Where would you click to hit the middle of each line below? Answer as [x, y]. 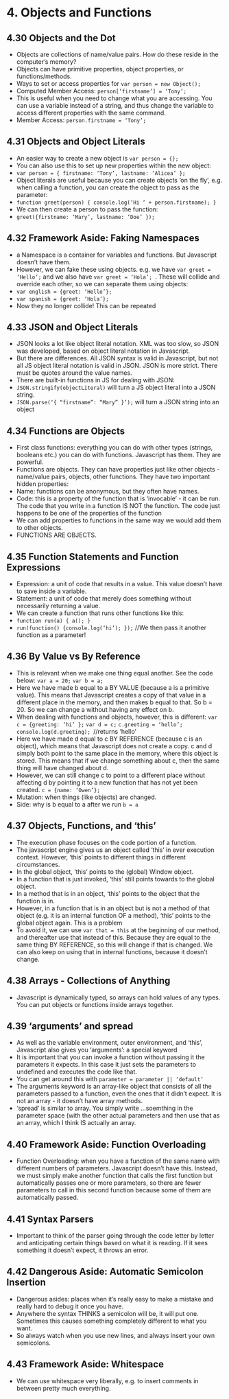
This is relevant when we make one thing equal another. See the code [114, 673]
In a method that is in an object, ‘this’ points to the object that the [108, 893]
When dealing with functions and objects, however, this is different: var [117, 717]
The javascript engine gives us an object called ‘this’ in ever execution [115, 850]
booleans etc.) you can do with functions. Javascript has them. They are [119, 455]
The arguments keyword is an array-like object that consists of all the [114, 1087]
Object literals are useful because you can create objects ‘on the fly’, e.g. [119, 180]
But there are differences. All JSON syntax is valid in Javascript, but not [117, 358]
